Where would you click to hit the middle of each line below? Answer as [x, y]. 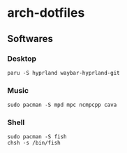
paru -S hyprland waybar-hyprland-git [63, 73]
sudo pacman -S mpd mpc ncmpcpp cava [62, 105]
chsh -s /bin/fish [34, 143]
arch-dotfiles [46, 13]
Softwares [30, 39]
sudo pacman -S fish [37, 137]
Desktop [22, 59]
